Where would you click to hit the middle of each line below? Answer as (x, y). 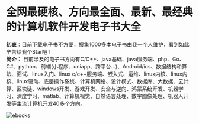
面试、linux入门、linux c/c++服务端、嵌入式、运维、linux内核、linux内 (102, 74)
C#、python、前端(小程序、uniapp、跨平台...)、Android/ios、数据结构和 (94, 66)
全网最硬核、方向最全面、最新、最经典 (100, 12)
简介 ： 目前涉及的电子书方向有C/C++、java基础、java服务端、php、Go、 (95, 59)
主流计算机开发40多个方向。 (51, 103)
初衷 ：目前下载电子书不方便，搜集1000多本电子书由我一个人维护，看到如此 (98, 44)
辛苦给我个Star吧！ (29, 51)
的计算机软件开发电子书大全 (74, 27)
